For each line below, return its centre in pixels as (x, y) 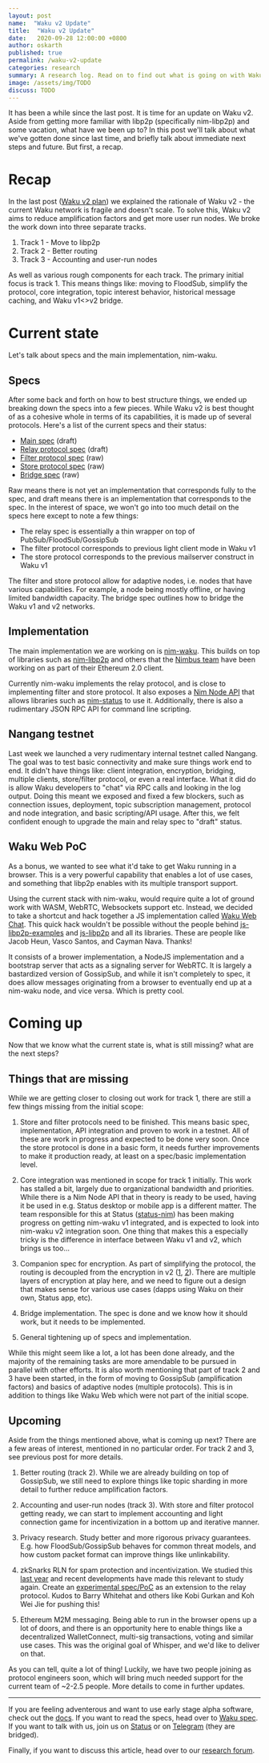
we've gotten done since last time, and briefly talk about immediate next (127, 139)
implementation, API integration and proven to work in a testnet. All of (134, 1131)
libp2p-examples (36, 932)
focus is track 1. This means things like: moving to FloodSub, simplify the (128, 284)
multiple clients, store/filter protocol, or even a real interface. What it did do (132, 779)
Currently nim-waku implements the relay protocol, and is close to (117, 683)
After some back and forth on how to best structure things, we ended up (128, 400)
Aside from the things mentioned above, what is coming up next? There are (132, 1440)
